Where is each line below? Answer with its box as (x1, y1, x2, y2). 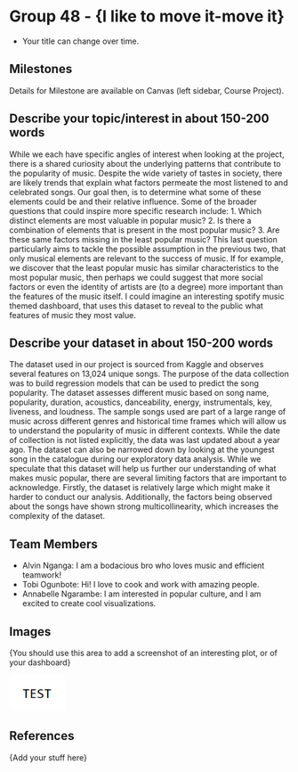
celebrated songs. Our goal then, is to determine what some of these (9, 186, 262, 197)
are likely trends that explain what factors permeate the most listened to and (9, 177, 288, 188)
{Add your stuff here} (9, 751, 87, 763)
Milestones (9, 62, 73, 77)
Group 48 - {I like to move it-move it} (9, 6, 285, 27)
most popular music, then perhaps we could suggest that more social (9, 272, 263, 283)
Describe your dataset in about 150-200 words (9, 335, 274, 350)
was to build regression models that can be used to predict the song (9, 378, 260, 389)
